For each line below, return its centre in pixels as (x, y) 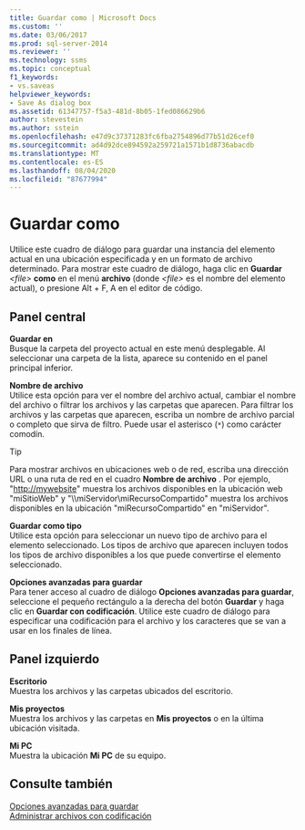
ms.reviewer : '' (40, 52)
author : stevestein (46, 119)
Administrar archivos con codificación (81, 815)
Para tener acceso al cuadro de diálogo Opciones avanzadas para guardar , (152, 592)
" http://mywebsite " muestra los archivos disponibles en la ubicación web (147, 488)
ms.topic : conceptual (51, 69)
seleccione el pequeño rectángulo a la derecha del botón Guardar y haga (147, 602)
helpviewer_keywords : (51, 94)
